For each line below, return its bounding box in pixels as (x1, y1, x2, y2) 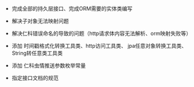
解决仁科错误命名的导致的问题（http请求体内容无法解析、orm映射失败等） (11, 30, 192, 37)
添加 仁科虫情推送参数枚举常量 (11, 62, 86, 69)
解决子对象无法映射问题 (11, 18, 69, 25)
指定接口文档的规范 (11, 75, 59, 81)
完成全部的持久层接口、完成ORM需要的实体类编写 (11, 5, 133, 12)
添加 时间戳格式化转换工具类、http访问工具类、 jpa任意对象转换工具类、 (11, 43, 187, 49)
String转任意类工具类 (11, 50, 63, 57)
